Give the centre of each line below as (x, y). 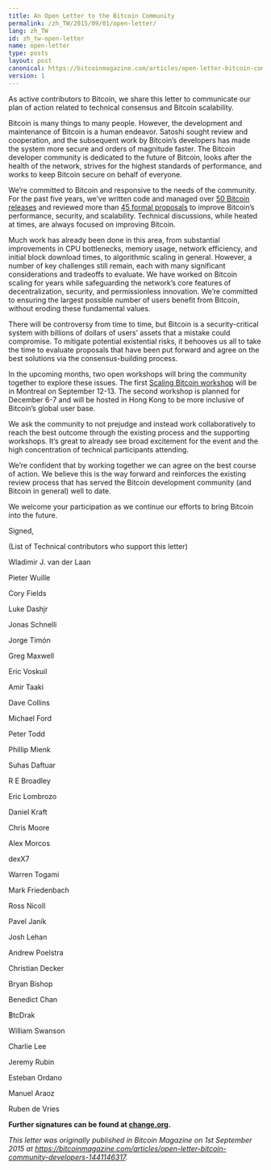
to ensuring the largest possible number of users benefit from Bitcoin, (124, 300)
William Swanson (37, 1031)
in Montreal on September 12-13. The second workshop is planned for (124, 391)
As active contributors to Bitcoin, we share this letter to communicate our (130, 98)
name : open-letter (39, 46)
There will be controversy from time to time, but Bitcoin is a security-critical (134, 324)
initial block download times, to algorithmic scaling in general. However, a (130, 257)
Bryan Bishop (31, 984)
